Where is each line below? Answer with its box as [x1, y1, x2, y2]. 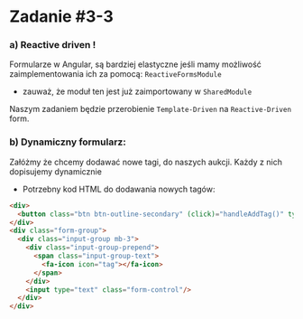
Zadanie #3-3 [9, 6, 115, 27]
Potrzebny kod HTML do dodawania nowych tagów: [22, 183, 216, 194]
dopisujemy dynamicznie [9, 165, 102, 177]
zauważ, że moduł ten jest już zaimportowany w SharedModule [22, 86, 252, 97]
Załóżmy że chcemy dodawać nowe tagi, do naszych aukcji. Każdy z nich [9, 156, 282, 167]
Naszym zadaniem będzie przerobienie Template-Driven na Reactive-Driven [9, 104, 291, 115]
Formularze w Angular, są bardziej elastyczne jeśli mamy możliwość [9, 59, 262, 70]
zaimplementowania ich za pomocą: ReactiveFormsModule [9, 69, 223, 80]
